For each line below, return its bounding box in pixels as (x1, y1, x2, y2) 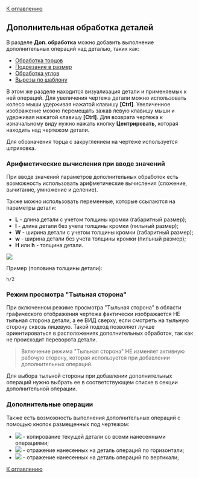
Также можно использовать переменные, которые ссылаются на (6, 198, 176, 205)
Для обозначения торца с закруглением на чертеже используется (6, 138, 178, 145)
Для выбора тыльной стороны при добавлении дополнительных (6, 372, 172, 379)
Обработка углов (14, 69, 60, 77)
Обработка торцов (14, 57, 63, 64)
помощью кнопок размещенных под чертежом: (6, 420, 130, 428)
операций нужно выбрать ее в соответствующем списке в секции (6, 379, 178, 386)
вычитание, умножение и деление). (6, 186, 98, 193)
